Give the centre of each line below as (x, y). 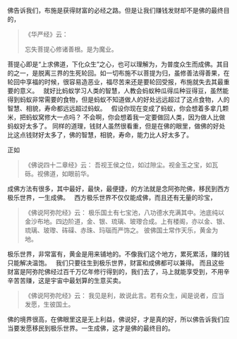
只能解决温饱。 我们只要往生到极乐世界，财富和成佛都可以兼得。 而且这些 (116, 263)
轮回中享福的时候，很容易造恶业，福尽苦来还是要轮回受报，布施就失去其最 (115, 82)
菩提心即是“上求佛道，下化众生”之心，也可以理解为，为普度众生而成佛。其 (115, 64)
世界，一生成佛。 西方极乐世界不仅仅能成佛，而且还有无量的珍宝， (118, 197)
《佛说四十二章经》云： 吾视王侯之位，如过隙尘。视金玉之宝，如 (118, 165)
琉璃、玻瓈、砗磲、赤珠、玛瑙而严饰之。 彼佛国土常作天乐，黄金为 (121, 230)
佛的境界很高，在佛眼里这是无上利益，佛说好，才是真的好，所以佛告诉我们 (115, 319)
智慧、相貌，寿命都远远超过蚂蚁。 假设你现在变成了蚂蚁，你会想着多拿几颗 (118, 108)
